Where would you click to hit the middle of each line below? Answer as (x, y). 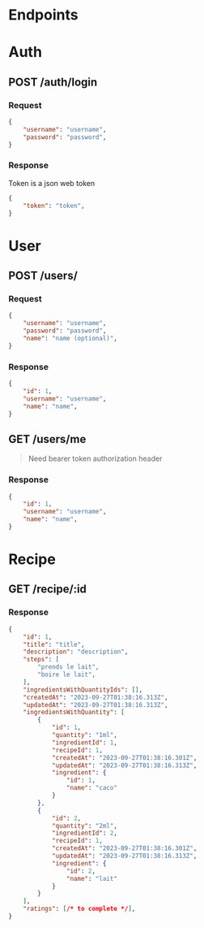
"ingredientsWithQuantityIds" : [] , (83, 689)
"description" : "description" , (76, 652)
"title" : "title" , (54, 644)
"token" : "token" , (54, 206)
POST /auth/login (53, 82)
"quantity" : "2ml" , (84, 826)
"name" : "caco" (91, 788)
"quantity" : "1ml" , (84, 735)
